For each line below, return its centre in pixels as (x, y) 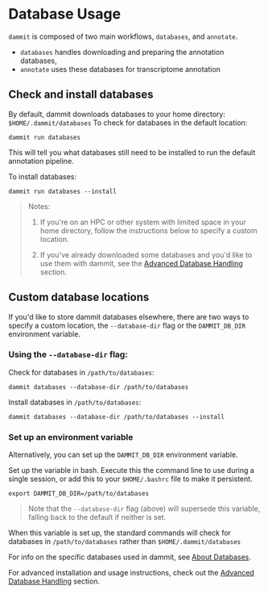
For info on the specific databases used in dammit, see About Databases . (130, 557)
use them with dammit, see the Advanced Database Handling (141, 263)
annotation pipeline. (41, 161)
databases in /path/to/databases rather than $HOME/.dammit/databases (125, 542)
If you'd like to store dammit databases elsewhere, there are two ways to (129, 316)
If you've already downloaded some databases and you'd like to (146, 254)
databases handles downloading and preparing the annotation (122, 52)
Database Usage (65, 14)
